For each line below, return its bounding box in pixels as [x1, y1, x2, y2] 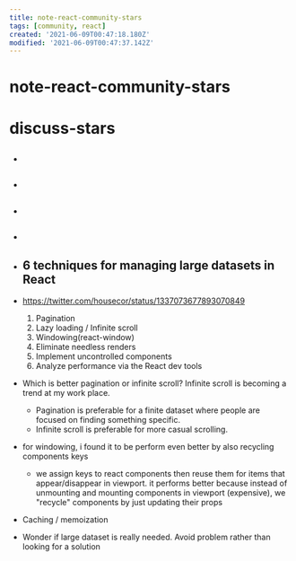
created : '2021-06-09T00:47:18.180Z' [9, 30, 151, 39]
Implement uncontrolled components [35, 351, 172, 362]
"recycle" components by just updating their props [35, 497, 222, 507]
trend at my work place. [22, 388, 110, 398]
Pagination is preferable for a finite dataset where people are [35, 405, 260, 416]
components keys [22, 451, 89, 461]
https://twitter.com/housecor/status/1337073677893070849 [22, 295, 245, 306]
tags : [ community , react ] [9, 22, 106, 31]
